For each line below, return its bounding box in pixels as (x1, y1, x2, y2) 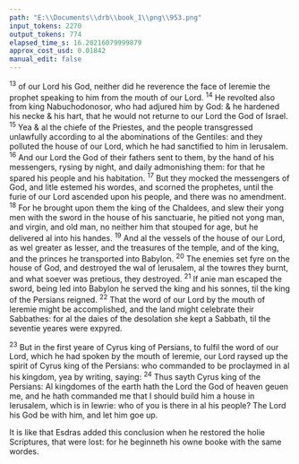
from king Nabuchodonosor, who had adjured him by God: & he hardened (9, 101, 280, 112)
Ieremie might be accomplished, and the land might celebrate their (9, 304, 255, 314)
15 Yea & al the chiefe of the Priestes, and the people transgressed (9, 120, 253, 133)
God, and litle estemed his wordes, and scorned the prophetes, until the (9, 182, 274, 193)
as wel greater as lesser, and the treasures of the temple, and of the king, (9, 242, 279, 253)
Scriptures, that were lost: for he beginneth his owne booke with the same (9, 436, 282, 447)
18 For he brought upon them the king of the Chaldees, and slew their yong (9, 201, 285, 213)
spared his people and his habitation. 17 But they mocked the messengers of (9, 171, 290, 184)
